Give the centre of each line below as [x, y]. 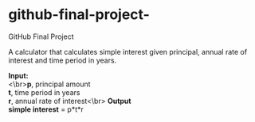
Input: [18, 75]
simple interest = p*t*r [46, 109]
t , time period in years [44, 92]
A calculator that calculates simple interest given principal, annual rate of [128, 51]
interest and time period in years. [63, 60]
